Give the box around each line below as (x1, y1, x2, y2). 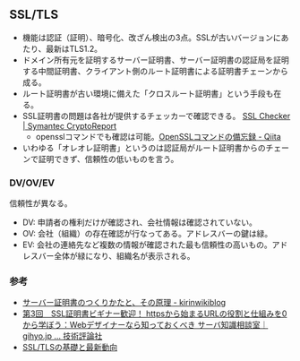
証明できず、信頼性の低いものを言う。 (38, 153, 179, 164)
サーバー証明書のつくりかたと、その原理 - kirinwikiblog (21, 297, 227, 308)
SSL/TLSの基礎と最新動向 (21, 342, 118, 353)
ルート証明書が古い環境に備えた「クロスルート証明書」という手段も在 (21, 88, 282, 99)
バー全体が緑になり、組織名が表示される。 (38, 251, 195, 262)
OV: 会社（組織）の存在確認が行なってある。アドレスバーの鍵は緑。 (21, 228, 273, 239)
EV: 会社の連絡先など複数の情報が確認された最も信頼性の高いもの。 (21, 239, 272, 250)
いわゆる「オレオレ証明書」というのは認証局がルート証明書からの (21, 142, 266, 153)
